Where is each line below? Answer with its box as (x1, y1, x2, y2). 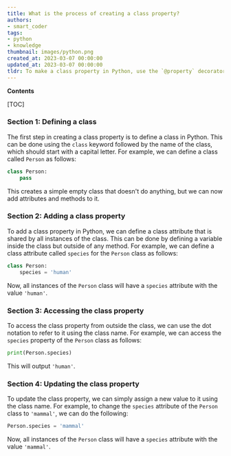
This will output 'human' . (7, 362, 76, 370)
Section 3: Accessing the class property (7, 306, 144, 315)
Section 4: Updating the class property (7, 379, 140, 388)
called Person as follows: (7, 154, 77, 163)
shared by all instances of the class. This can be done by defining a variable (7, 234, 223, 242)
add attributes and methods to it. (7, 194, 100, 203)
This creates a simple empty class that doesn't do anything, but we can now (7, 187, 223, 195)
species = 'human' (19, 269, 72, 276)
